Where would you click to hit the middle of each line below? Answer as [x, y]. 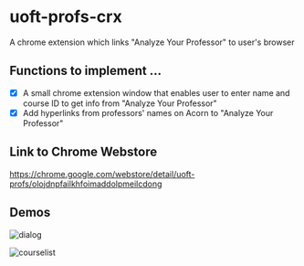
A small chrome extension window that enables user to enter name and [156, 92]
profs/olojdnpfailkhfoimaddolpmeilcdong [86, 184]
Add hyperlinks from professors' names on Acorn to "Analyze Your [148, 112]
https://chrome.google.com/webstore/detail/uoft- [102, 174]
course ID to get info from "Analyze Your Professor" [120, 103]
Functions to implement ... [86, 71]
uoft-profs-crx [66, 17]
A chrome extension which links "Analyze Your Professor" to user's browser [152, 42]
